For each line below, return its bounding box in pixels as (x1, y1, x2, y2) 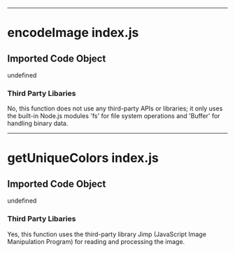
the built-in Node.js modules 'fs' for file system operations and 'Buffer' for (7, 112, 220, 120)
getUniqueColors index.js (7, 150, 159, 166)
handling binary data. (7, 120, 69, 128)
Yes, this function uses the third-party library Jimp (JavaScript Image (7, 230, 206, 238)
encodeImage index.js (7, 25, 139, 41)
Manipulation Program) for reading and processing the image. (7, 237, 185, 245)
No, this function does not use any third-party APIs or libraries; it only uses (7, 104, 223, 113)
